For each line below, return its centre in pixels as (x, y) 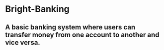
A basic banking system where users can (70, 27)
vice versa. (23, 42)
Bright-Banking (37, 9)
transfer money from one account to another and (82, 35)
